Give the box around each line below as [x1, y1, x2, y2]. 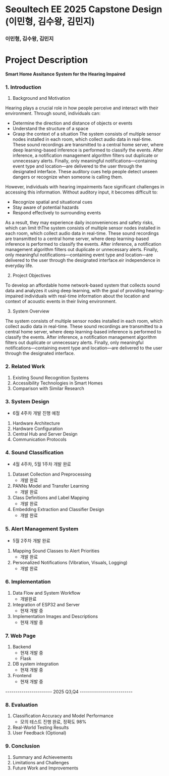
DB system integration [12, 661, 59, 667]
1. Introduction [5, 84, 41, 91]
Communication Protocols [12, 436, 67, 442]
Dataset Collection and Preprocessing [12, 471, 92, 477]
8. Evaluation [5, 702, 38, 709]
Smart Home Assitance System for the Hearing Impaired [5, 71, 126, 77]
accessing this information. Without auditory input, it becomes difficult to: [5, 189, 158, 196]
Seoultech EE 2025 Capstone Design [5, 4, 162, 15]
